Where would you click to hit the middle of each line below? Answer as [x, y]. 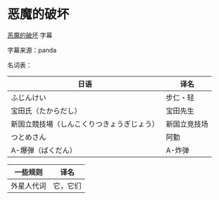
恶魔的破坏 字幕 [30, 35]
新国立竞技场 [187, 124]
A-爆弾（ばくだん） [44, 150]
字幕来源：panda [32, 50]
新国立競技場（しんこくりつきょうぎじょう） [85, 124]
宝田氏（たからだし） [46, 111]
